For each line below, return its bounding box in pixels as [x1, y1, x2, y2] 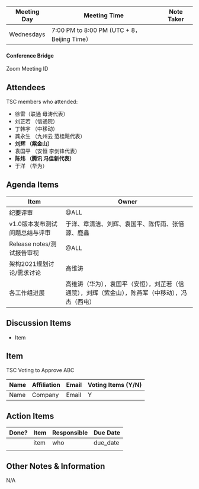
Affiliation [31, 381, 60, 389]
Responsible [52, 428, 88, 437]
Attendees [6, 82, 46, 93]
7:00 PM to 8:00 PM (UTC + [51, 26, 130, 34]
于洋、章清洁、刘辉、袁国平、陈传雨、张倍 [65, 220, 185, 228]
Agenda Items [6, 180, 59, 190]
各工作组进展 [9, 288, 46, 297]
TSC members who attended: [6, 98, 78, 106]
